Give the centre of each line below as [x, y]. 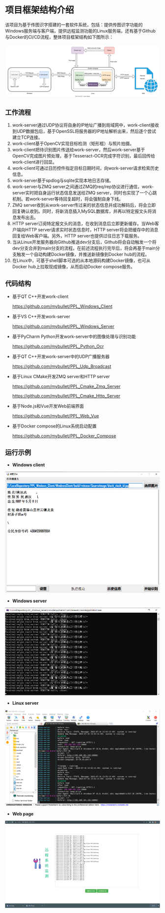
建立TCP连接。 [27, 137]
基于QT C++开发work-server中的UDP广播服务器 [61, 356]
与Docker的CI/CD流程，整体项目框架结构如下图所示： [59, 37]
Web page [23, 814]
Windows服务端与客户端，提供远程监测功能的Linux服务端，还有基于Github [81, 31]
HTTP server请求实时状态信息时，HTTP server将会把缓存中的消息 [92, 230]
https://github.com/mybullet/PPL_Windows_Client [62, 306]
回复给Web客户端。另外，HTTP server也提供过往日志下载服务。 [77, 236]
